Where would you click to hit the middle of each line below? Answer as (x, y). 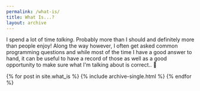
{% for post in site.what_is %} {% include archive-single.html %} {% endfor (99, 76)
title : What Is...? (30, 17)
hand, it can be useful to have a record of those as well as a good (87, 59)
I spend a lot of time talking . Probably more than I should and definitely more (100, 40)
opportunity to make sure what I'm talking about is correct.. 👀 (81, 65)
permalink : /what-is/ (33, 12)
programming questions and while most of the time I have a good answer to (99, 52)
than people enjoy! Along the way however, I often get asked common (92, 46)
